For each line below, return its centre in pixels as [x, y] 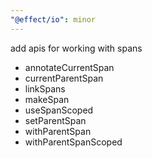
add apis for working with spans [76, 48]
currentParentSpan [64, 78]
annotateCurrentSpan [69, 67]
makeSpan [47, 99]
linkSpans [45, 88]
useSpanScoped [59, 110]
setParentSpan [55, 120]
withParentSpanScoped [73, 142]
